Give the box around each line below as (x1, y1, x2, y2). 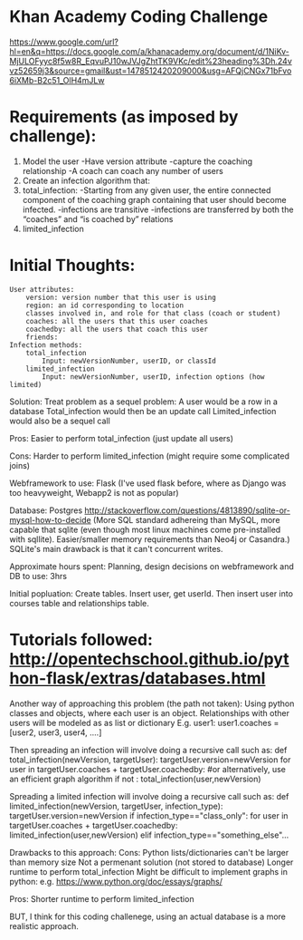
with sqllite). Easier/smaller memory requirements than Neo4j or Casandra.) (9, 533, 290, 545)
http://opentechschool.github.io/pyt (9, 649, 289, 669)
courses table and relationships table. (9, 597, 149, 608)
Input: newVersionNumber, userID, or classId (42, 356, 217, 365)
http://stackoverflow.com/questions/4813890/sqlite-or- (84, 505, 291, 516)
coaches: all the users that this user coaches (25, 316, 208, 325)
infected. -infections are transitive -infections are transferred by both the (22, 204, 294, 215)
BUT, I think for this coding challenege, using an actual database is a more (9, 911, 287, 922)
